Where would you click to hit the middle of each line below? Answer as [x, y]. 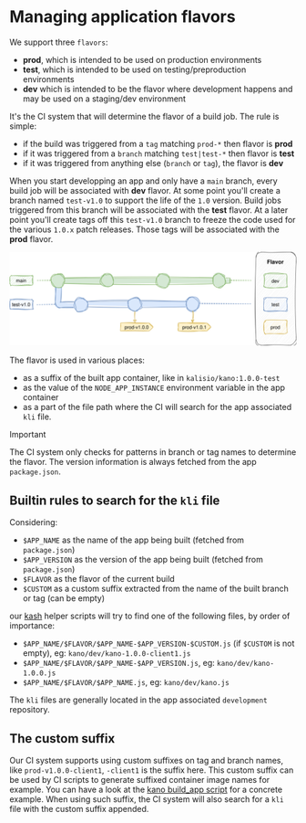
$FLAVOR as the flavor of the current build [98, 579]
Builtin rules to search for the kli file [115, 500]
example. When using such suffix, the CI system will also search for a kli [147, 799]
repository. [30, 710]
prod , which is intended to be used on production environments [142, 59]
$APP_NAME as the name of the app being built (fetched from [133, 540]
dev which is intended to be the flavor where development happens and [158, 89]
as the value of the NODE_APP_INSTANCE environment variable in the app [153, 388]
